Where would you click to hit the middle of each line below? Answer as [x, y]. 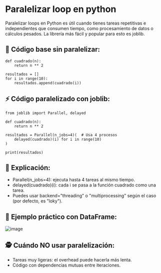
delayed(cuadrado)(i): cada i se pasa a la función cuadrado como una [84, 185]
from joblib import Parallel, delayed [45, 113]
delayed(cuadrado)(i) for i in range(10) [58, 139]
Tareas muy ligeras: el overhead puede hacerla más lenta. [72, 260]
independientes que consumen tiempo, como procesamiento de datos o [79, 28]
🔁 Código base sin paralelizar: [53, 49]
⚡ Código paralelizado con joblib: [57, 99]
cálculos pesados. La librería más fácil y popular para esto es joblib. [75, 34]
